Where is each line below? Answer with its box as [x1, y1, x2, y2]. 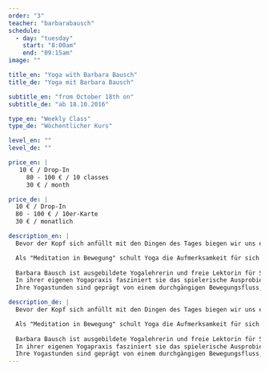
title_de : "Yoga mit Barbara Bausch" [8, 78, 134, 86]
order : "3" [8, 11, 45, 20]
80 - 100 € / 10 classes [26, 173, 110, 181]
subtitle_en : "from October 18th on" [8, 93, 134, 101]
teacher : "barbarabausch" [8, 19, 94, 27]
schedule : [8, 26, 42, 34]
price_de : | [8, 195, 48, 203]
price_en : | [8, 159, 48, 167]
